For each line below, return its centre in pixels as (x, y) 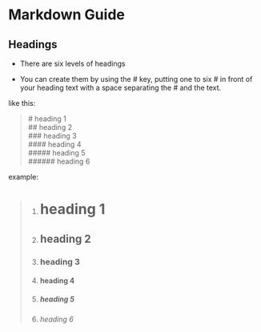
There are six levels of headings (72, 63)
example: (23, 177)
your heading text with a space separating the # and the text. (120, 87)
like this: (22, 103)
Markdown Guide (67, 15)
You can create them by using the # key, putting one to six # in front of (136, 79)
